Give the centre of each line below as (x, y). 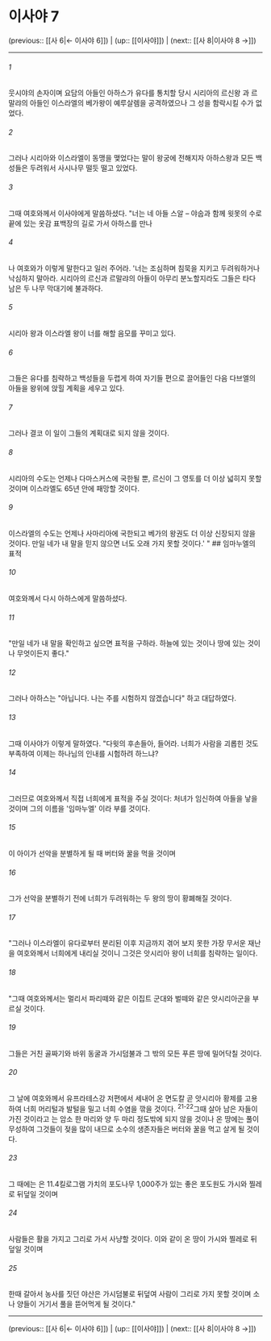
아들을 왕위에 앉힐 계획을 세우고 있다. (67, 389)
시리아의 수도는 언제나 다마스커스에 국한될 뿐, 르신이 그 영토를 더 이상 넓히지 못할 (135, 478)
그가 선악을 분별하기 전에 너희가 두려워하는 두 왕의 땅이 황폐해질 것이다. (120, 898)
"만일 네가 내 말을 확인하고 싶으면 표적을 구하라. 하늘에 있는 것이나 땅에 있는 (127, 643)
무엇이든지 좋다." (43, 653)
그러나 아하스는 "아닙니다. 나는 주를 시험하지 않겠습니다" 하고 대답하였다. (122, 698)
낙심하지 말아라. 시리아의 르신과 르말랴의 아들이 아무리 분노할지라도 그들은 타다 (132, 278)
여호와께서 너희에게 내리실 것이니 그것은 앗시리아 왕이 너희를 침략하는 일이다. (137, 953)
